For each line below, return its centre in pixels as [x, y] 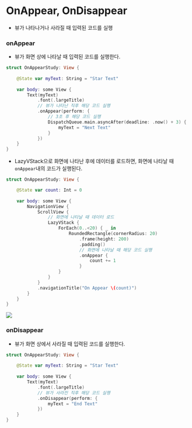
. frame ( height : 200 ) [104, 239]
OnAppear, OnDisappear [67, 11]
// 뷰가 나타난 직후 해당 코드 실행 [74, 106]
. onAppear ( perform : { [64, 111]
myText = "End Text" [73, 404]
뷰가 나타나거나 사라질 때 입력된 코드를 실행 [64, 27]
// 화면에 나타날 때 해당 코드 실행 [116, 250]
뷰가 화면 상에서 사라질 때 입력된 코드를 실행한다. [70, 344]
